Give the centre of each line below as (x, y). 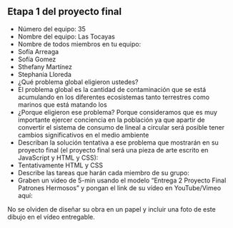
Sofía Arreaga (38, 51)
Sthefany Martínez (45, 66)
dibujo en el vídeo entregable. (51, 217)
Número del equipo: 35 (51, 28)
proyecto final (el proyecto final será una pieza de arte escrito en (113, 150)
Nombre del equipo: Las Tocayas (66, 36)
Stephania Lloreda (44, 74)
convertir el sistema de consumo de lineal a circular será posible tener (121, 127)
